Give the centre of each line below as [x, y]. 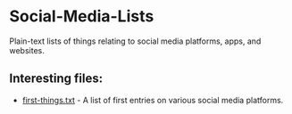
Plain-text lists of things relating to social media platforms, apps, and [135, 41]
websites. [27, 50]
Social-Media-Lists [82, 16]
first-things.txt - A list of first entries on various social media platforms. [153, 100]
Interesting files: [56, 79]
